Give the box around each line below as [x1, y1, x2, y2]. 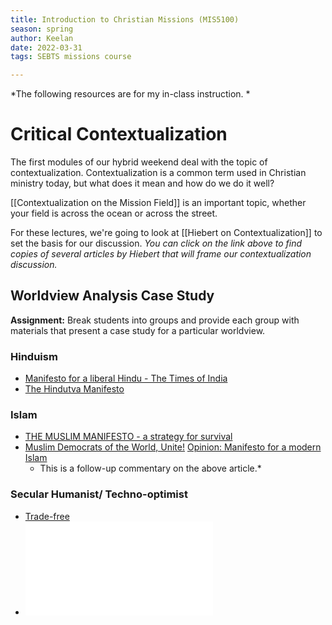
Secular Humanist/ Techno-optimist [10, 487, 188, 501]
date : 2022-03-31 [10, 42, 83, 53]
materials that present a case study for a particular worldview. [10, 324, 266, 336]
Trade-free [24, 510, 70, 522]
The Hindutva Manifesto [24, 383, 125, 395]
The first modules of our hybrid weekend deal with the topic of [10, 156, 268, 168]
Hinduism [10, 349, 58, 363]
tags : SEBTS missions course [10, 52, 132, 62]
